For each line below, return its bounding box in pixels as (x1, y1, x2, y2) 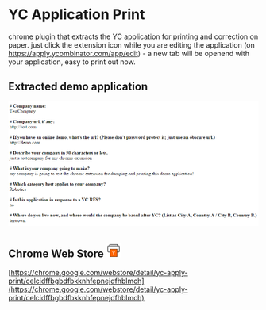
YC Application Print (8, 6, 145, 24)
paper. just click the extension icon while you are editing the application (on (8, 40, 256, 49)
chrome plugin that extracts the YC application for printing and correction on (8, 32, 259, 41)
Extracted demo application (8, 80, 148, 94)
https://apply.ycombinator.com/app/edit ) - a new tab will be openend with (8, 48, 250, 58)
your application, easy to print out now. (8, 57, 137, 67)
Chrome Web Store (8, 247, 105, 260)
